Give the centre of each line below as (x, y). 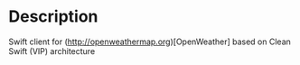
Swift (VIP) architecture (52, 51)
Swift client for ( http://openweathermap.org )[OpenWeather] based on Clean (150, 42)
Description (53, 17)
